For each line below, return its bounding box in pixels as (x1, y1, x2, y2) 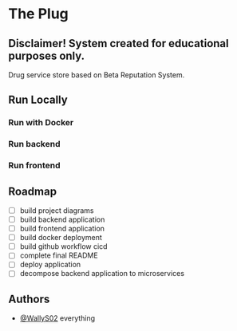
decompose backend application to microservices (19, 269, 185, 278)
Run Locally (8, 93, 68, 107)
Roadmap (8, 184, 57, 198)
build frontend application (19, 224, 105, 234)
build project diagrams (19, 205, 94, 215)
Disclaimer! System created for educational (8, 37, 229, 50)
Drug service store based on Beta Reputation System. (8, 70, 185, 80)
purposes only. (8, 49, 85, 62)
